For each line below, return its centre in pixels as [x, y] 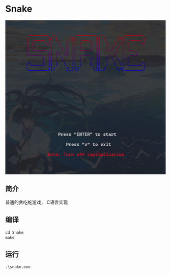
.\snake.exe [18, 267]
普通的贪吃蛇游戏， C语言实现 [37, 202]
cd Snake [15, 232]
